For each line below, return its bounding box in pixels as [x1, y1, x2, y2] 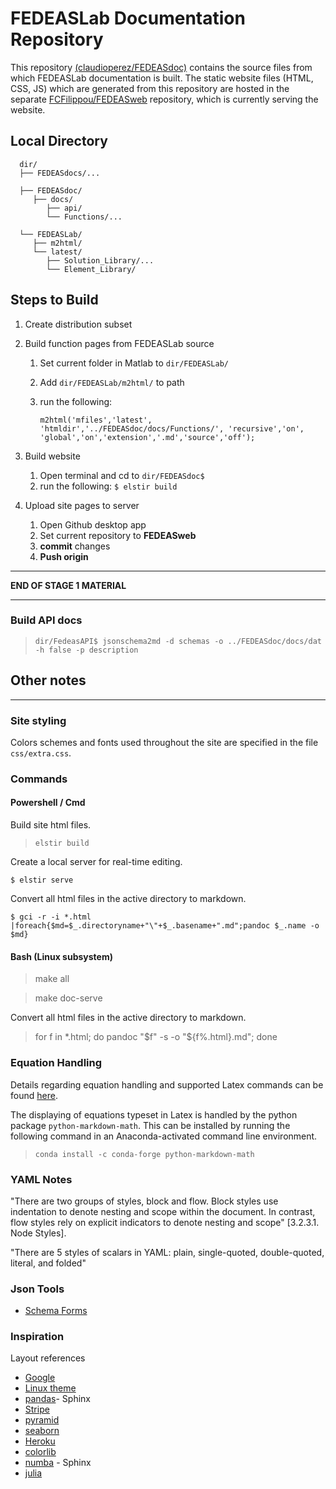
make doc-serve [34, 992, 103, 1004]
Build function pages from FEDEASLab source [24, 337, 215, 349]
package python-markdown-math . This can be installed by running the [10, 1119, 291, 1131]
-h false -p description [34, 645, 139, 655]
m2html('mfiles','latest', [39, 415, 153, 425]
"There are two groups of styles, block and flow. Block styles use [10, 1195, 279, 1207]
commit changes [39, 540, 111, 552]
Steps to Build [10, 292, 99, 309]
